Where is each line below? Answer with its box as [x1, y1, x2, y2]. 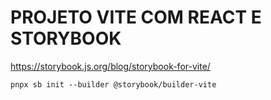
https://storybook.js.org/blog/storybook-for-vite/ [10, 60, 211, 72]
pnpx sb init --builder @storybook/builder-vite [10, 79, 217, 90]
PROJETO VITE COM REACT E [10, 6, 262, 29]
